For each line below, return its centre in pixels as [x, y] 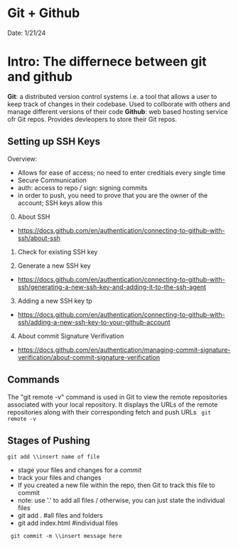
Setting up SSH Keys [54, 141]
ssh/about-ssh [39, 238]
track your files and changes [59, 478]
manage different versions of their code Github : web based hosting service [118, 111]
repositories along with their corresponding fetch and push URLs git [109, 412]
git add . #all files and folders [60, 516]
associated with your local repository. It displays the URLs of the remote [113, 405]
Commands [34, 380]
